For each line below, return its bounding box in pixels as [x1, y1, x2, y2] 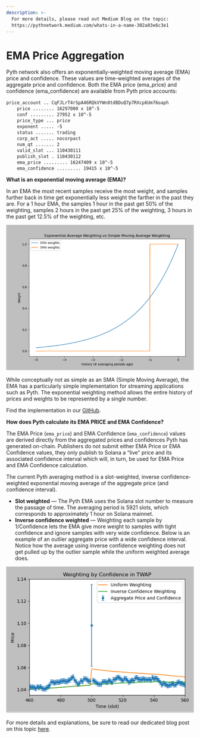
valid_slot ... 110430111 [17, 148, 82, 154]
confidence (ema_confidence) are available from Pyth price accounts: [6, 87, 177, 95]
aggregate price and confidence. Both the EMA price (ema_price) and [6, 81, 177, 88]
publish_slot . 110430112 [17, 154, 82, 160]
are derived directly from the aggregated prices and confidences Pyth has [6, 436, 188, 443]
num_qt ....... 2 [17, 142, 60, 148]
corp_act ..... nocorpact [17, 136, 82, 142]
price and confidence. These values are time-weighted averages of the [6, 75, 180, 82]
